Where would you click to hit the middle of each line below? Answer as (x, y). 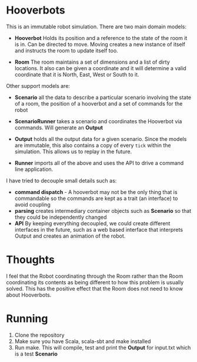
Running (27, 319)
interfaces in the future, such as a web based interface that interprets (99, 229)
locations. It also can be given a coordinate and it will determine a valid (100, 68)
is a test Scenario (36, 354)
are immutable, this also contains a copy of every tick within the (93, 145)
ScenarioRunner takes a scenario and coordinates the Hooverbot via (98, 121)
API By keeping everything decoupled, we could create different (92, 223)
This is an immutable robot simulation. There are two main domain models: (96, 27)
